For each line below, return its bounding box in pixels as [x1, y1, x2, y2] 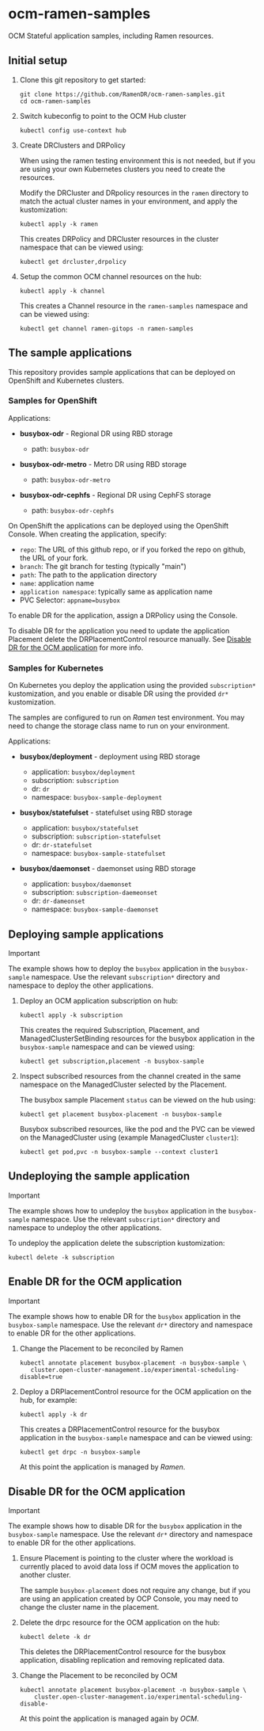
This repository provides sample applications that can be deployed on [8, 367, 236, 376]
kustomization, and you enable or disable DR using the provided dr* [8, 689, 229, 698]
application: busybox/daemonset [31, 879, 132, 888]
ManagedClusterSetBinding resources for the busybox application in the [19, 1034, 255, 1043]
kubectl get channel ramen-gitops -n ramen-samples [19, 324, 194, 333]
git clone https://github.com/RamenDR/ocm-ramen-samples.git [19, 90, 226, 98]
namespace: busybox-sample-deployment [31, 793, 163, 802]
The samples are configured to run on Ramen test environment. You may [8, 713, 245, 722]
